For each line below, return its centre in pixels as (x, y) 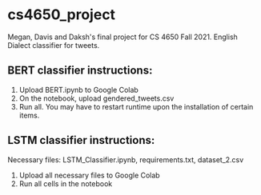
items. (29, 115)
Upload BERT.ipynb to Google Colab (79, 90)
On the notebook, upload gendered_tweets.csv (96, 98)
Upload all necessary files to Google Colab (90, 175)
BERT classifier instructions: (80, 71)
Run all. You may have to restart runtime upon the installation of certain (136, 106)
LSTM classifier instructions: (81, 140)
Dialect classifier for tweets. (54, 45)
